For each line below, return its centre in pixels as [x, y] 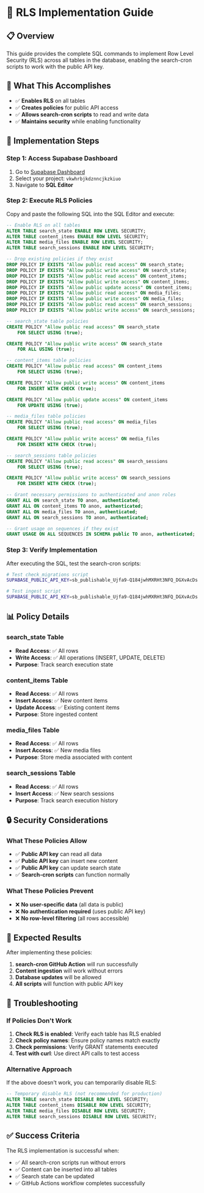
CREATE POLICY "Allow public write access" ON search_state [85, 344]
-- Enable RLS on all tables [43, 225]
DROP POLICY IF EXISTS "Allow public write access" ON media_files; [95, 299]
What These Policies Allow [47, 840]
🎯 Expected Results [44, 938]
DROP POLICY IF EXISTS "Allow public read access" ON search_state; [95, 265]
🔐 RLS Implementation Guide [80, 13]
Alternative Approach [39, 1069]
